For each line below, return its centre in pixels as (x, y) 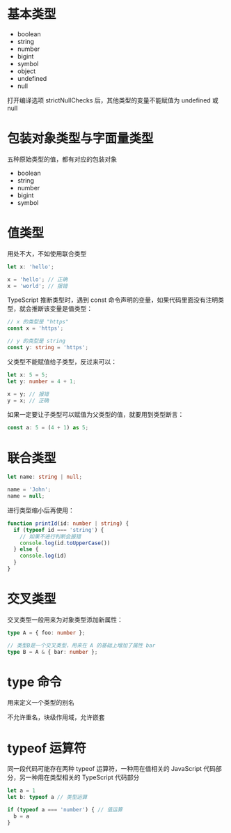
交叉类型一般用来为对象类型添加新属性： (65, 619)
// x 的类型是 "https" (38, 322)
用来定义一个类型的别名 (41, 703)
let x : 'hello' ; (31, 267)
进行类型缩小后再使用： (41, 510)
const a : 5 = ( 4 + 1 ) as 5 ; (48, 428)
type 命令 (34, 682)
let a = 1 (22, 791)
